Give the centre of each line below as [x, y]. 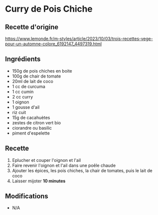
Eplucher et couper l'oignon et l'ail [46, 160]
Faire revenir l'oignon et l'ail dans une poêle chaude [64, 165]
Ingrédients [23, 59]
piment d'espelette [31, 133]
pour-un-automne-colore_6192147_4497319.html [53, 44]
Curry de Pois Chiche [49, 9]
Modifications [27, 196]
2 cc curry [22, 97]
